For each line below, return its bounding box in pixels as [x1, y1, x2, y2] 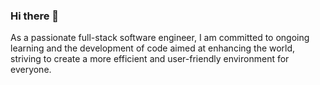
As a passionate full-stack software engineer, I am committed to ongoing [10, 32, 310, 44]
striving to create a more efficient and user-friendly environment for [10, 53, 290, 65]
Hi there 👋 [10, 9, 60, 23]
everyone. [10, 64, 52, 76]
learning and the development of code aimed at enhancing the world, [10, 42, 296, 54]
